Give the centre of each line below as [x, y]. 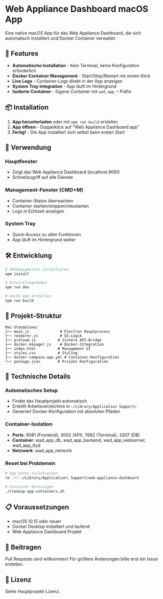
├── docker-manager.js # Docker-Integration [55, 344]
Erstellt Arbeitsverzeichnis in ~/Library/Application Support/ [74, 406]
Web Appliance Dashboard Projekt [47, 532]
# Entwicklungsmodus [26, 283]
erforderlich [24, 71]
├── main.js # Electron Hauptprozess [58, 332]
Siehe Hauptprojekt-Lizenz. [33, 591]
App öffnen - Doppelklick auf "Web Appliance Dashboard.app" [76, 127]
